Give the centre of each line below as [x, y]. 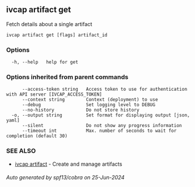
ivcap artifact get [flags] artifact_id [57, 35]
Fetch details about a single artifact [49, 24]
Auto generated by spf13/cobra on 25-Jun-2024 [65, 178]
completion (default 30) [37, 136]
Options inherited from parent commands [67, 77]
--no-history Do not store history [81, 110]
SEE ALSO [21, 151]
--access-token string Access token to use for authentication [104, 89]
